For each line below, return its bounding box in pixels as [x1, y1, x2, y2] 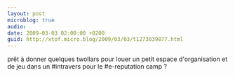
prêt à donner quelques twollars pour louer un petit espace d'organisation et [7, 55, 228, 63]
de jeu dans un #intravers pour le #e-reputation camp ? [7, 62, 167, 71]
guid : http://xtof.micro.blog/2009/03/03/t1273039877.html [7, 36, 184, 43]
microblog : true [7, 17, 55, 24]
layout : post [7, 10, 46, 17]
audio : [7, 23, 27, 30]
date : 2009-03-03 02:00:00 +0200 [7, 29, 105, 37]
